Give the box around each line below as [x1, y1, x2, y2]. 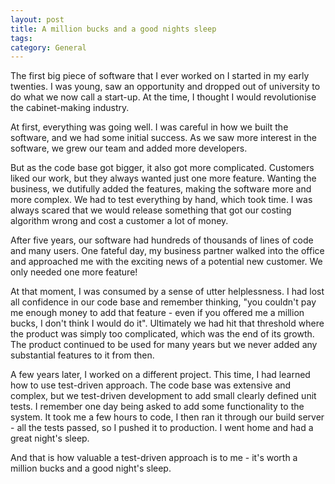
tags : [10, 33, 33, 43]
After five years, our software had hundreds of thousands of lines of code [10, 234, 314, 246]
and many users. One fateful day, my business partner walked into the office [10, 245, 325, 257]
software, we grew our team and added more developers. [10, 142, 248, 155]
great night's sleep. [10, 432, 90, 445]
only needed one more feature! [10, 266, 138, 278]
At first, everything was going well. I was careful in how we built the [10, 121, 289, 133]
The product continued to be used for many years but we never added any [10, 339, 318, 351]
